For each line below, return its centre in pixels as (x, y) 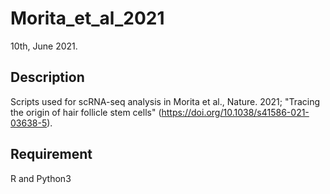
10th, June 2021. (44, 46)
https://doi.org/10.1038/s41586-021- (235, 112)
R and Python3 (41, 178)
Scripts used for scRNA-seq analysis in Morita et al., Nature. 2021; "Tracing (165, 101)
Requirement (51, 154)
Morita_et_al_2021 (87, 18)
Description (47, 77)
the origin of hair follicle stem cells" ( (86, 112)
